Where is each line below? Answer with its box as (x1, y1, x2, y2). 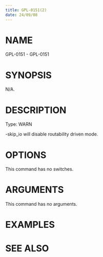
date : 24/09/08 (5, 12, 38, 17)
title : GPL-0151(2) (5, 7, 47, 13)
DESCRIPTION (5, 104, 67, 116)
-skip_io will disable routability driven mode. (5, 131, 98, 137)
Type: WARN (5, 121, 32, 127)
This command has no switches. (5, 166, 74, 172)
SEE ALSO (5, 242, 49, 254)
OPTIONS (5, 149, 47, 161)
